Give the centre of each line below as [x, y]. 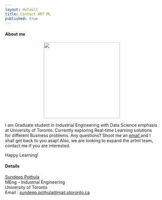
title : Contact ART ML [28, 14]
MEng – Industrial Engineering [35, 182]
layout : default [21, 9]
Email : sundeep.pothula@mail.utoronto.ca [47, 192]
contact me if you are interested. [38, 146]
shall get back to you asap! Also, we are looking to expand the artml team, [79, 140]
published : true [21, 18]
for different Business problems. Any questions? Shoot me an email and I [78, 135]
